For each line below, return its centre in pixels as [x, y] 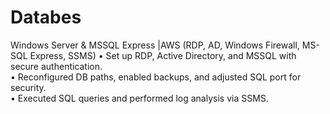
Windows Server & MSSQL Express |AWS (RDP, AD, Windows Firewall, [155, 45]
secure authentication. [56, 66]
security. [28, 87]
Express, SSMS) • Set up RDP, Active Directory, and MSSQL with [163, 55]
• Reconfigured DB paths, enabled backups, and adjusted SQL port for [156, 77]
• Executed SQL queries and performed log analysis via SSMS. [139, 98]
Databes [46, 17]
